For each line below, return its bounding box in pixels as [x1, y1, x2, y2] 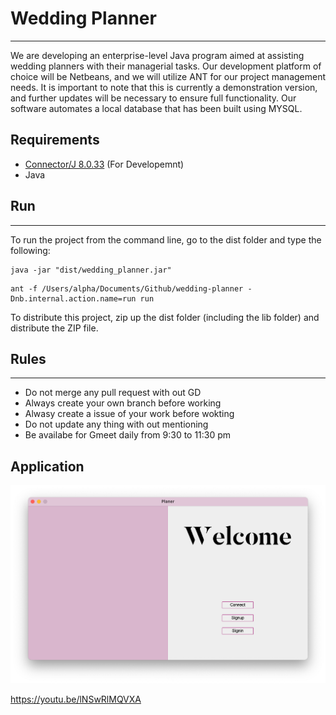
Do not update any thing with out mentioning [24, 418, 209, 431]
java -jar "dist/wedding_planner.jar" [10, 265, 172, 275]
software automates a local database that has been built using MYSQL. [10, 102, 303, 114]
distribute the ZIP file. [10, 322, 99, 334]
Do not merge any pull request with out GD [24, 387, 202, 399]
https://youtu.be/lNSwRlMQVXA [10, 693, 142, 705]
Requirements [10, 132, 100, 149]
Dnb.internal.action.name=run [10, 293, 137, 304]
